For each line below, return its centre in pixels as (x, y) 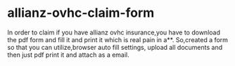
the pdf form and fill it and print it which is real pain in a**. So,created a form (118, 39)
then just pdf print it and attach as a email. (69, 55)
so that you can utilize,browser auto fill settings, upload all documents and (115, 47)
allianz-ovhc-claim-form (81, 13)
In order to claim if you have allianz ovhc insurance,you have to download (114, 32)
